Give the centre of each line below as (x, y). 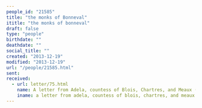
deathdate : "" (24, 46)
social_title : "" (28, 51)
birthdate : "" (24, 40)
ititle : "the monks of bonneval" (48, 23)
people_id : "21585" (31, 12)
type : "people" (25, 34)
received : (19, 79)
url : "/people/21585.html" (40, 67)
